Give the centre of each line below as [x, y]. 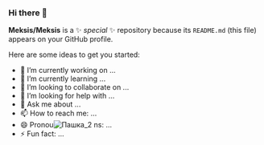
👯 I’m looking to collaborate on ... [74, 87]
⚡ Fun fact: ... [42, 134]
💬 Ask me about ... [50, 104]
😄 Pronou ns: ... [66, 125]
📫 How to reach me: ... [58, 113]
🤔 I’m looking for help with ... [67, 96]
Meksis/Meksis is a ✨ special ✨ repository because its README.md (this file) [133, 30]
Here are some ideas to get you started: [74, 54]
